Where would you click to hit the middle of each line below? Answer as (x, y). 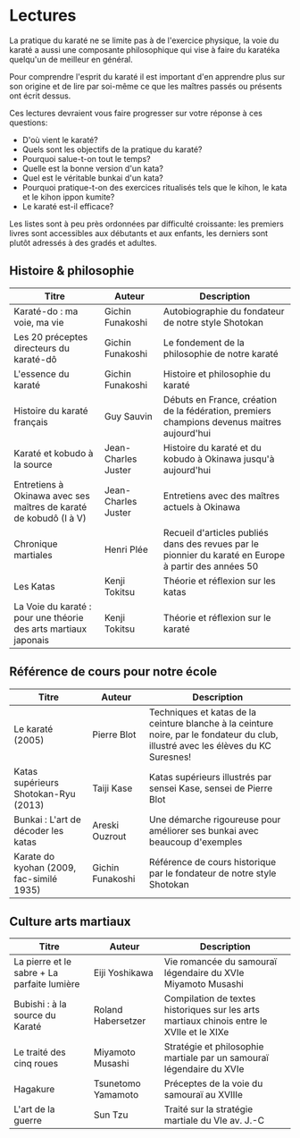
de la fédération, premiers (217, 411)
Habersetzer (120, 1021)
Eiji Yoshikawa (123, 973)
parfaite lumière (47, 984)
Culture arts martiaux (70, 921)
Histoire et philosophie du (217, 374)
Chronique (36, 544)
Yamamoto (116, 1095)
